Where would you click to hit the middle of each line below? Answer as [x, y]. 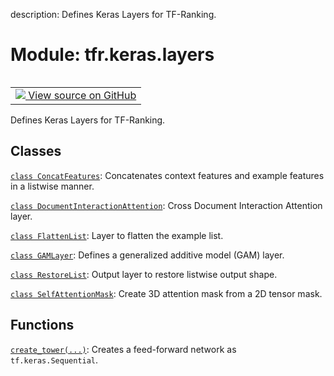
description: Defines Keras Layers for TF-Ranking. [113, 14]
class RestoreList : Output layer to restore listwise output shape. [144, 274]
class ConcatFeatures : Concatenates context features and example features [167, 175]
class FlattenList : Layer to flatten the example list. [117, 235]
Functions [42, 325]
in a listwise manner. [52, 186]
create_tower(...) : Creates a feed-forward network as [123, 349]
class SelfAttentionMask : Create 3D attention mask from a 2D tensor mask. [166, 293]
